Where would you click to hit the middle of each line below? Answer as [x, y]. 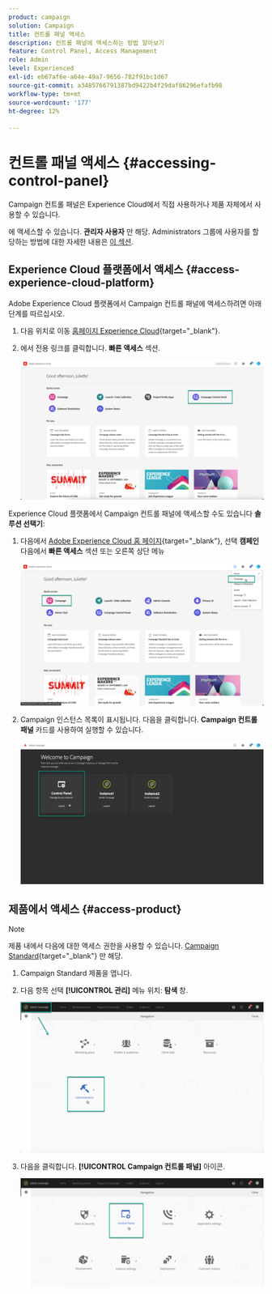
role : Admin [28, 60]
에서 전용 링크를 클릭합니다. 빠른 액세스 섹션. [90, 347]
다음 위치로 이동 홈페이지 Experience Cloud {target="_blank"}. [120, 330]
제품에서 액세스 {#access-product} [95, 909]
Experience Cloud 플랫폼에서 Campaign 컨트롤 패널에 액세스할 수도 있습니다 [131, 513]
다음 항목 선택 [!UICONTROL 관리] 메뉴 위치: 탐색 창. [104, 990]
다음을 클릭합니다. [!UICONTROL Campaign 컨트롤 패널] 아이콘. [122, 1166]
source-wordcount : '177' [50, 102]
